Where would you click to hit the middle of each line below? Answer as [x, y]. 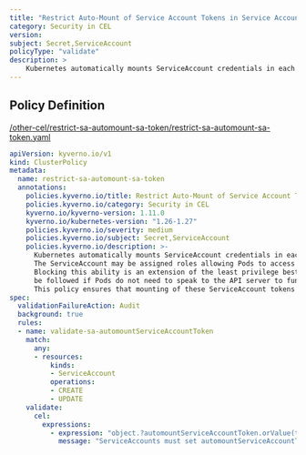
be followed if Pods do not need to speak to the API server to [158, 280]
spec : [20, 298]
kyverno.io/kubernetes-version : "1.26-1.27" [112, 221]
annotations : [42, 187]
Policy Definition [57, 106]
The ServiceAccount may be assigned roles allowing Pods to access [164, 264]
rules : [30, 323]
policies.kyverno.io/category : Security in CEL [117, 204]
